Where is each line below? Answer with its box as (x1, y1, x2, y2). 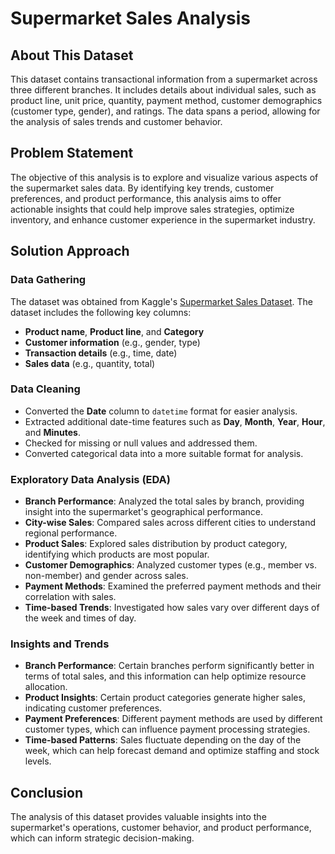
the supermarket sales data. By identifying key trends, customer (10, 182, 275, 194)
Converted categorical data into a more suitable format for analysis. (24, 447, 304, 459)
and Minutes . (24, 426, 81, 438)
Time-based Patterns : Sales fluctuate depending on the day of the (24, 734, 302, 746)
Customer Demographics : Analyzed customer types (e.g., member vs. (24, 559, 318, 571)
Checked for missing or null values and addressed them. (24, 437, 258, 449)
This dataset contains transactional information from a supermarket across (10, 73, 318, 85)
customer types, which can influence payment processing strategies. (24, 723, 311, 736)
